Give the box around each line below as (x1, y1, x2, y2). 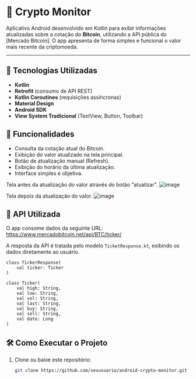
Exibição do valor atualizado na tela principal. (14, 151, 124, 158)
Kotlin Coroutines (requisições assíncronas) (14, 94, 121, 101)
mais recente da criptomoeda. (6, 43, 78, 50)
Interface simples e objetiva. (14, 170, 83, 177)
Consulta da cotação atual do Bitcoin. (14, 144, 105, 151)
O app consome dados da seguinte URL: (6, 225, 103, 232)
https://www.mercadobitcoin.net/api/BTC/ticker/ (6, 231, 122, 238)
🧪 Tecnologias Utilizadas (6, 66, 97, 75)
